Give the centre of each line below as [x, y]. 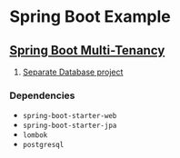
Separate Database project [73, 72]
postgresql [43, 145]
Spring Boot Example [90, 17]
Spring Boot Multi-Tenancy [87, 50]
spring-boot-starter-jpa [70, 126]
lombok [35, 135]
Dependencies [42, 95]
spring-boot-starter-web [70, 116]
